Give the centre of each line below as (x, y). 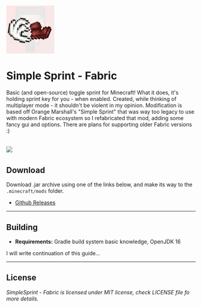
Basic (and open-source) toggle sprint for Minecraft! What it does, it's (93, 93)
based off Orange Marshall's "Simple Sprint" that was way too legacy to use (100, 111)
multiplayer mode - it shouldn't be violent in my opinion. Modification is (94, 105)
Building (22, 227)
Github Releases (35, 202)
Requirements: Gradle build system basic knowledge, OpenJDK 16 (98, 242)
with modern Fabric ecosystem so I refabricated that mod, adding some (95, 118)
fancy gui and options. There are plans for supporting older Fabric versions (99, 124)
